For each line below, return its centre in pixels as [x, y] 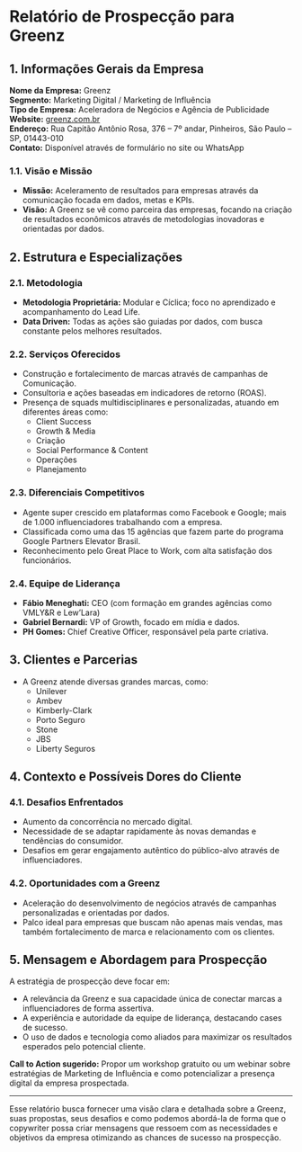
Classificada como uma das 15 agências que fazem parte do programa [153, 531]
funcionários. [47, 560]
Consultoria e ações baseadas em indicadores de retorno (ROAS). [144, 393]
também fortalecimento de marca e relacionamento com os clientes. [149, 932]
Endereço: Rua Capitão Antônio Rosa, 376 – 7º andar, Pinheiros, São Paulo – [151, 129]
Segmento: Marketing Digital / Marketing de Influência [110, 100]
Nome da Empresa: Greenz [60, 90]
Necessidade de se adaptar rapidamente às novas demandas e [139, 831]
